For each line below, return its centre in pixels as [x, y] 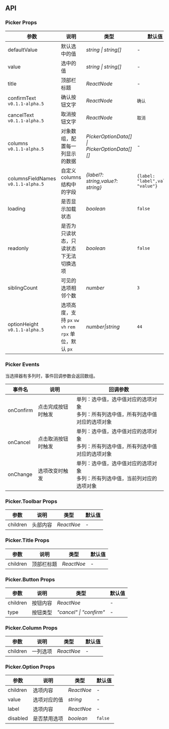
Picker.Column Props [31, 628]
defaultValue [23, 50]
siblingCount [23, 287]
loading [17, 209]
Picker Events [22, 364]
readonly [18, 248]
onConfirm [20, 410]
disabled [18, 718]
